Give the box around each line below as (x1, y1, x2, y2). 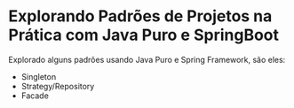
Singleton (20, 71, 57, 81)
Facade (20, 90, 50, 101)
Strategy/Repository (20, 81, 95, 91)
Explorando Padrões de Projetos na (8, 6, 273, 27)
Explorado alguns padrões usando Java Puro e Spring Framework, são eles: (8, 54, 286, 65)
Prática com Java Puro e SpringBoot (8, 25, 280, 45)
